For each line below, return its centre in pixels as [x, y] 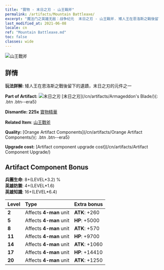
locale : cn [16, 28]
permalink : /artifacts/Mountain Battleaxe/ [50, 14]
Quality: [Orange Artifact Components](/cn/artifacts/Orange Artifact [74, 132]
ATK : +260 [87, 213]
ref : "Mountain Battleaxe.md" [36, 32]
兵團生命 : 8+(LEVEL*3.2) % [33, 180]
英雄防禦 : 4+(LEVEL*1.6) [30, 186]
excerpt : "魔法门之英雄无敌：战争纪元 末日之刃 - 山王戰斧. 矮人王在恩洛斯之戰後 [80, 19]
